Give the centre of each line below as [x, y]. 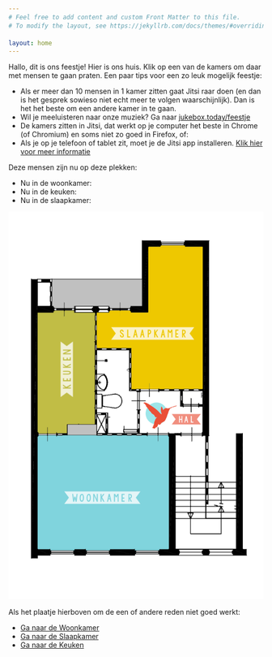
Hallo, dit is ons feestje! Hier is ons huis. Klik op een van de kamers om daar [135, 67]
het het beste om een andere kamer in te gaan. [98, 109]
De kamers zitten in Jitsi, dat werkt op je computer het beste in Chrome [139, 126]
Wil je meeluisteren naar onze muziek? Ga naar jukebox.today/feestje [135, 117]
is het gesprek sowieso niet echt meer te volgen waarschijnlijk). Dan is [137, 100]
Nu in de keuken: [48, 192]
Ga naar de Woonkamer [59, 627]
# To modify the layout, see [57, 26]
